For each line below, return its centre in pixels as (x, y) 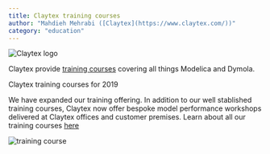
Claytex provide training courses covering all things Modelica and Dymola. (132, 69)
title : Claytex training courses (64, 16)
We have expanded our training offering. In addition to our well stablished (130, 100)
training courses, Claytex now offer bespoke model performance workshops (135, 108)
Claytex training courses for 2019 (63, 84)
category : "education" (46, 30)
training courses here (44, 126)
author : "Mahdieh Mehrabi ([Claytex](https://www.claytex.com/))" (122, 23)
